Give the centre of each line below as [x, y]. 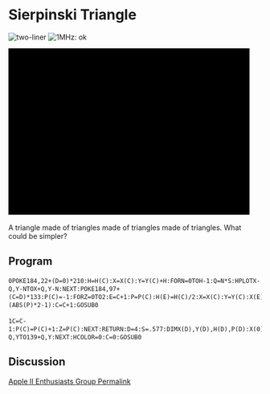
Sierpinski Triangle [72, 15]
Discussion [37, 362]
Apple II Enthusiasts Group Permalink [70, 381]
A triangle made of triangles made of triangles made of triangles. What [125, 228]
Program [31, 262]
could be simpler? [38, 236]
